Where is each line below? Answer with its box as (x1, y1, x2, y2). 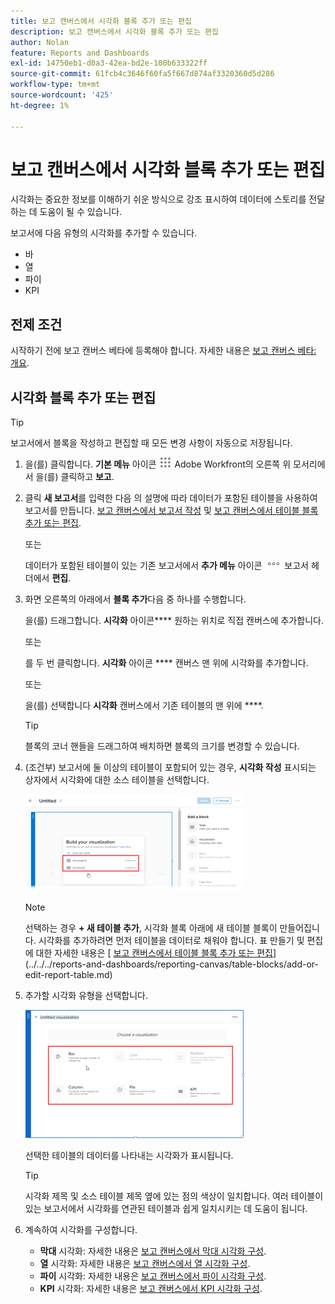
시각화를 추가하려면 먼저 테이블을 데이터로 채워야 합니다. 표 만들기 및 (38, 935, 305, 947)
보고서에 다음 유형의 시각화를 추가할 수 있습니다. (10, 227, 198, 239)
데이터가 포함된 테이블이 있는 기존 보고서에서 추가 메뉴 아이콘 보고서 (24, 560, 309, 572)
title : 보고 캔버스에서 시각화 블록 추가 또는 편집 (10, 16, 192, 26)
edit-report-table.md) (24, 969, 113, 981)
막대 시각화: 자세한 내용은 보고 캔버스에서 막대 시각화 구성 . (39, 1245, 267, 1257)
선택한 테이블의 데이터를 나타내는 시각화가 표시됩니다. (24, 1150, 234, 1162)
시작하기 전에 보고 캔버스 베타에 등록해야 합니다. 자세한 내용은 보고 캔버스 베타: (10, 345, 317, 357)
